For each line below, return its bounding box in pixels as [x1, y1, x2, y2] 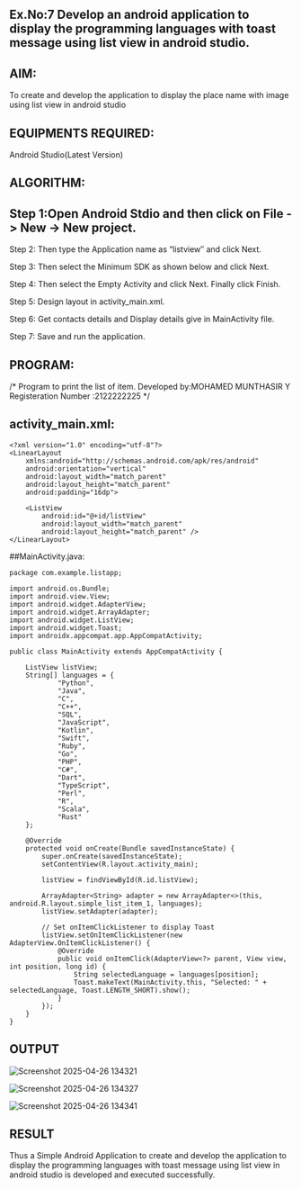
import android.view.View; [9, 591, 111, 601]
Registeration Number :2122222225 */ [9, 391, 151, 401]
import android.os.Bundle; [9, 584, 111, 593]
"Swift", [57, 734, 91, 743]
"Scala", [57, 805, 91, 814]
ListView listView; [25, 662, 99, 671]
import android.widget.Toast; [9, 623, 123, 633]
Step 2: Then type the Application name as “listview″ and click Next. [9, 244, 262, 255]
